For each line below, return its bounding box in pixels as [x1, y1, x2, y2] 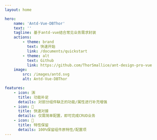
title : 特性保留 [17, 123, 49, 128]
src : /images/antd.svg [22, 72, 70, 77]
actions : [13, 35, 32, 40]
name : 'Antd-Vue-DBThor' [13, 21, 65, 26]
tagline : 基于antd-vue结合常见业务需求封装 [13, 30, 97, 35]
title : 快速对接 [17, 109, 49, 114]
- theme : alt [22, 53, 50, 58]
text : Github [26, 58, 54, 63]
